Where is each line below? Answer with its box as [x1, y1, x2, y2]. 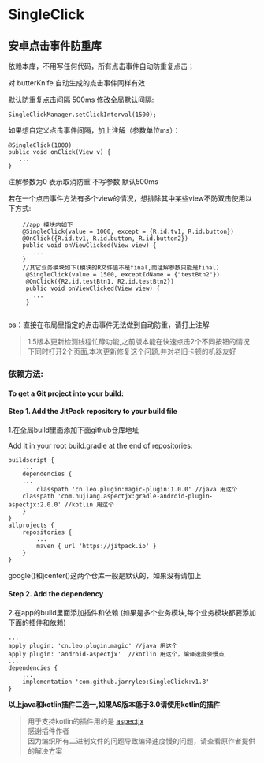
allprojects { [8, 521, 55, 529]
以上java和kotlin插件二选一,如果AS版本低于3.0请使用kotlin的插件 [8, 699, 221, 708]
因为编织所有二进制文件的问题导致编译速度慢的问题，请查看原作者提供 [27, 736, 256, 746]
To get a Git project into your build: [8, 389, 125, 398]
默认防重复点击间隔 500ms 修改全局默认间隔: [8, 95, 154, 104]
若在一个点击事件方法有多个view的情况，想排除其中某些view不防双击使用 [8, 194, 246, 203]
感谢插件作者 [27, 726, 69, 735]
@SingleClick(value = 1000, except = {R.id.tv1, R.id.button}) [22, 227, 235, 235]
